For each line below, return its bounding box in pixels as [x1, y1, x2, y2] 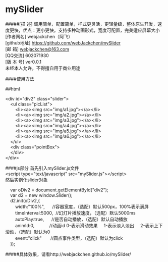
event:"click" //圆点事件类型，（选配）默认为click [15, 235, 123, 241]
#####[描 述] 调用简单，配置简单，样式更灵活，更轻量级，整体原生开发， [5, 21, 158, 27]
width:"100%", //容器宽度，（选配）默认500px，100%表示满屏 [15, 203, 149, 209]
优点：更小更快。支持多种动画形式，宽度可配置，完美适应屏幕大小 [22, 27, 160, 33]
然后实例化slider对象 [5, 177, 48, 183]
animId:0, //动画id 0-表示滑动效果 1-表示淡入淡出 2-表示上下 [15, 222, 163, 228]
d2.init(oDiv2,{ [10, 197, 40, 203]
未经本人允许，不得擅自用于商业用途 [5, 65, 81, 71]
